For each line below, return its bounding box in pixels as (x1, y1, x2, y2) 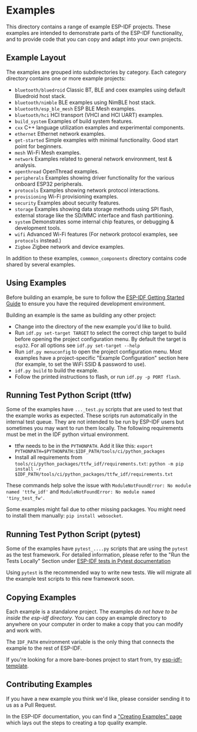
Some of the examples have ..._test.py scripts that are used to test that (6, 406, 183, 413)
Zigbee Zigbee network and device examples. (14, 243, 125, 250)
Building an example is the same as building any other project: (6, 311, 157, 318)
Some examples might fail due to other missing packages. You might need (6, 506, 186, 513)
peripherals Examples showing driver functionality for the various (14, 174, 175, 181)
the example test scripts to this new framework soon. (6, 575, 135, 583)
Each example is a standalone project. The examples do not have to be (6, 608, 178, 615)
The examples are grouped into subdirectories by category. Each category (6, 69, 186, 76)
